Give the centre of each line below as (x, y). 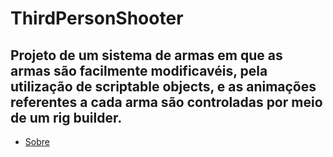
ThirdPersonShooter (97, 18)
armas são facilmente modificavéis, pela (139, 70)
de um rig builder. (66, 117)
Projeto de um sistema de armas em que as (146, 55)
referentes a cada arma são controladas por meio (166, 102)
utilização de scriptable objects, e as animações (163, 86)
